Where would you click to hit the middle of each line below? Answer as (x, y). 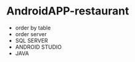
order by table (33, 28)
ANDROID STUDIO (38, 47)
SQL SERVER (31, 40)
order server (31, 34)
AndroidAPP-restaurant (68, 11)
